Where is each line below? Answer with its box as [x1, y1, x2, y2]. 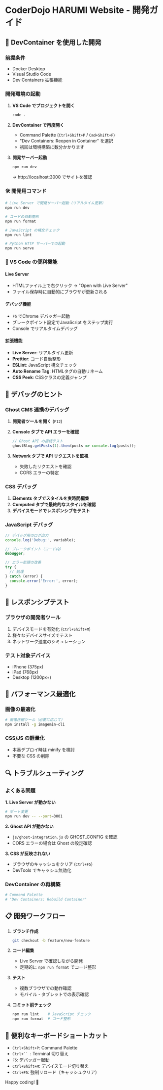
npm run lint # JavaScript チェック [12, 1012, 91, 1017]
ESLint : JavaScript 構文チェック [12, 362, 77, 368]
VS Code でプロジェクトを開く [12, 102, 75, 109]
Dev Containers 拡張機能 [12, 77, 63, 83]
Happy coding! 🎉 [5, 1079, 39, 1085]
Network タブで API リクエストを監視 [12, 453, 89, 459]
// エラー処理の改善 [5, 560, 41, 565]
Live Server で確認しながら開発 [19, 958, 83, 964]
